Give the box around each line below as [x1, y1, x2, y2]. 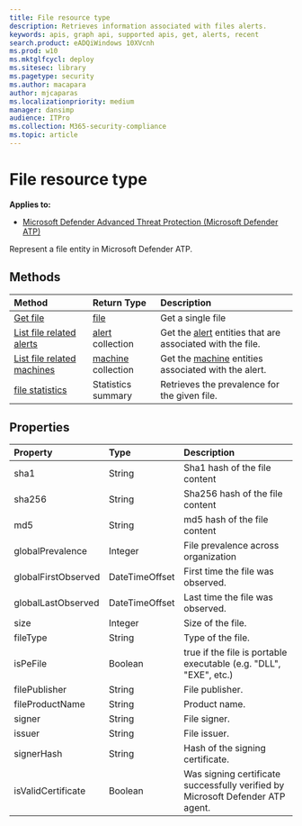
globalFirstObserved [13, 571, 101, 584]
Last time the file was [183, 591, 274, 604]
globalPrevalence [13, 545, 88, 558]
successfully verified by [183, 779, 285, 792]
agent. [183, 802, 211, 814]
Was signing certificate [183, 767, 281, 780]
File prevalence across [183, 540, 280, 552]
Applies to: [9, 199, 51, 210]
